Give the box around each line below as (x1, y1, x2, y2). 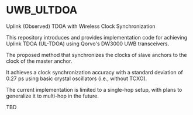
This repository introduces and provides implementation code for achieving (6, 34, 188, 41)
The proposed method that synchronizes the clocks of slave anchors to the (6, 51, 187, 58)
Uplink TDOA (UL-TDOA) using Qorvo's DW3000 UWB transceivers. (6, 40, 170, 47)
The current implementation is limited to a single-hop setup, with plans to (6, 86, 182, 93)
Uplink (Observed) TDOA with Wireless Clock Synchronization (6, 23, 156, 30)
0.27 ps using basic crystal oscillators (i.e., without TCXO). (6, 75, 147, 82)
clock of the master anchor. (6, 57, 73, 64)
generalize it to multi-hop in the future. (6, 92, 99, 99)
